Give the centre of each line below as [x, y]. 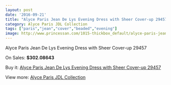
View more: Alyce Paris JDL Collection [46, 77]
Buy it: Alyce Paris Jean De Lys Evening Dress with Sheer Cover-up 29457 [83, 67]
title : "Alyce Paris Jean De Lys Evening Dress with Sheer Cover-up [79, 19]
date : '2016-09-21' [26, 15]
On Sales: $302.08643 [30, 58]
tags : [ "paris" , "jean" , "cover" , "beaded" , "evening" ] [61, 29]
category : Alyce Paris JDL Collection [46, 24]
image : [12, 33]
